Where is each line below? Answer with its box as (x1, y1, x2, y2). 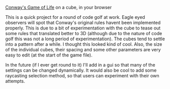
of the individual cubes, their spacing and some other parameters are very (5, 47, 161, 52)
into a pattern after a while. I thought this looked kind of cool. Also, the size (5, 41, 162, 47)
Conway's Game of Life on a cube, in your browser (5, 5, 112, 10)
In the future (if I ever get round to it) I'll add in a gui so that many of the (5, 62, 155, 68)
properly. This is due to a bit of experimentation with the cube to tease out (5, 25, 161, 31)
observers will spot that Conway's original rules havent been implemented (5, 20, 161, 25)
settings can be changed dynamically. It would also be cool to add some (5, 67, 157, 73)
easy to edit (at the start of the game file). (5, 52, 93, 58)
